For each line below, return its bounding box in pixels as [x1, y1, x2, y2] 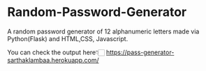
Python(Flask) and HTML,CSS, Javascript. [7, 34, 128, 42]
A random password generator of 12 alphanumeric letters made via [7, 27, 200, 35]
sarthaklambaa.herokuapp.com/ [7, 56, 99, 64]
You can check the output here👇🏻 [7, 48, 105, 56]
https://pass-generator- [105, 48, 175, 56]
